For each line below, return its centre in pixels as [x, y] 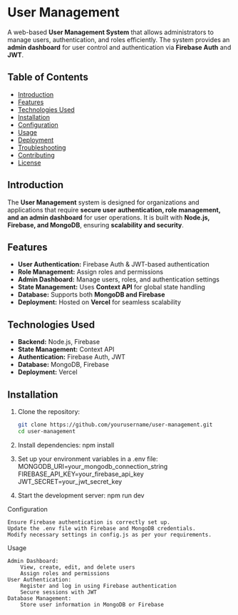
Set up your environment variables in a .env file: [88, 459]
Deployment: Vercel [47, 372]
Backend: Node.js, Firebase [59, 342]
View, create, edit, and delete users [78, 567]
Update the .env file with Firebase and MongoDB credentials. [102, 528]
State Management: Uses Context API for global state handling [111, 287]
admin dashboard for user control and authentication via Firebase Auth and [119, 47]
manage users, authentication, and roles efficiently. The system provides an [119, 39]
